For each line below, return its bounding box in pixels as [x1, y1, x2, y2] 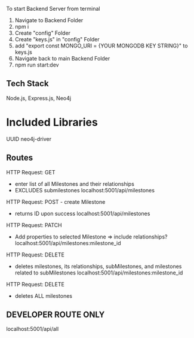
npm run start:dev [14, 61, 59, 68]
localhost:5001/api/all [6, 325, 59, 333]
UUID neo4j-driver [6, 135, 52, 143]
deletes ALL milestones [14, 292, 73, 299]
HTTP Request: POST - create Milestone [6, 198, 106, 206]
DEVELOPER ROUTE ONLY [6, 309, 105, 319]
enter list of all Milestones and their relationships [14, 180, 134, 188]
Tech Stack [6, 79, 49, 89]
